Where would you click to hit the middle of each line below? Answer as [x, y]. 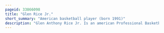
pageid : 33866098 [23, 9]
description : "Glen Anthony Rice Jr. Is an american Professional [74, 23]
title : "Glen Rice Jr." [29, 14]
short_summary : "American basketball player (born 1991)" [65, 18]
